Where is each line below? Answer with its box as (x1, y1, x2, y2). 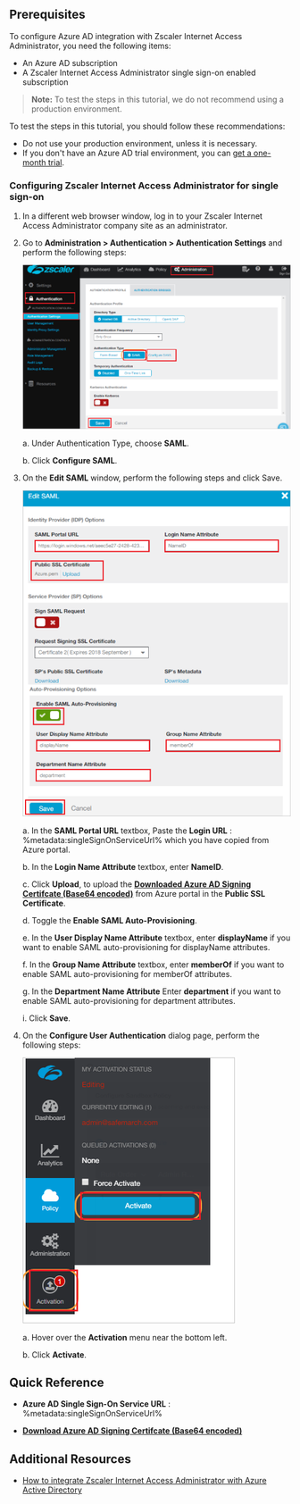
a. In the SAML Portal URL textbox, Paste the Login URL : (21, 825, 232, 836)
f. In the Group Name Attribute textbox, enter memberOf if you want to (21, 959, 285, 970)
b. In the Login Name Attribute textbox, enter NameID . (21, 861, 224, 872)
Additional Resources (9, 1451, 131, 1466)
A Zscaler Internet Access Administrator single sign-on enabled (21, 67, 256, 78)
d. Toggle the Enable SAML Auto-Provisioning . (21, 915, 198, 925)
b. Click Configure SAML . (21, 455, 118, 466)
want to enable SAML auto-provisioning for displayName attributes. (21, 941, 271, 952)
